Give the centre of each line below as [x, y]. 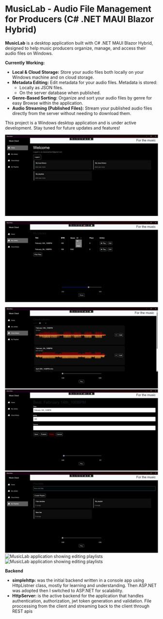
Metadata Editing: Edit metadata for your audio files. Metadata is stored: [85, 82]
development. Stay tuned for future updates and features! [63, 128]
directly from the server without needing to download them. [72, 113]
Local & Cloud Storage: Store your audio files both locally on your [78, 72]
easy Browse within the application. [48, 103]
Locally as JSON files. [41, 87]
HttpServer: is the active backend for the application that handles [78, 596]
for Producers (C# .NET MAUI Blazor [80, 19]
